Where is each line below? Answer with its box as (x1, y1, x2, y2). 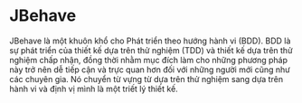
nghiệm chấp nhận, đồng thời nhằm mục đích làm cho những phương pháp (9, 54, 288, 65)
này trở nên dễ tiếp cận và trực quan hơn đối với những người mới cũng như (9, 64, 291, 75)
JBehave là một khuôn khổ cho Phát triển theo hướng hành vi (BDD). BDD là (9, 35, 291, 46)
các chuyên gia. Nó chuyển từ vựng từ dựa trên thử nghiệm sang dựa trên (9, 73, 283, 84)
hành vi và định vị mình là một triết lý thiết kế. (9, 83, 178, 94)
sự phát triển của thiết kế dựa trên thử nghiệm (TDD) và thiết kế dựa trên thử (9, 44, 293, 55)
